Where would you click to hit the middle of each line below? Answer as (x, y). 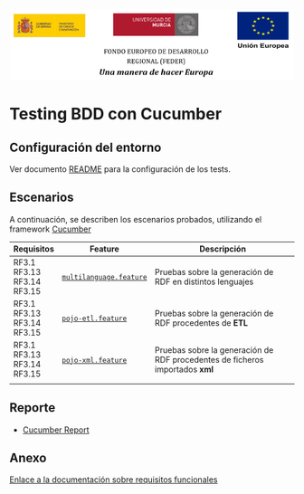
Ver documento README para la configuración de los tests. (120, 169)
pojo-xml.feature (95, 360)
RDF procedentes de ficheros (209, 359)
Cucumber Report (56, 430)
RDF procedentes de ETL (202, 323)
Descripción (223, 249)
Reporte (33, 408)
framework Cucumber (51, 229)
